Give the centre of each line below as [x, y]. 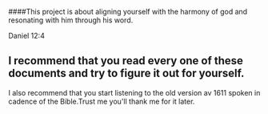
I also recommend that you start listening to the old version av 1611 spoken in [134, 92]
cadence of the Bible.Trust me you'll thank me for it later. [102, 101]
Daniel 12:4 [27, 36]
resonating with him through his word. [71, 20]
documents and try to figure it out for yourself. [126, 73]
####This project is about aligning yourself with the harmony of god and [128, 12]
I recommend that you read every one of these [126, 61]
